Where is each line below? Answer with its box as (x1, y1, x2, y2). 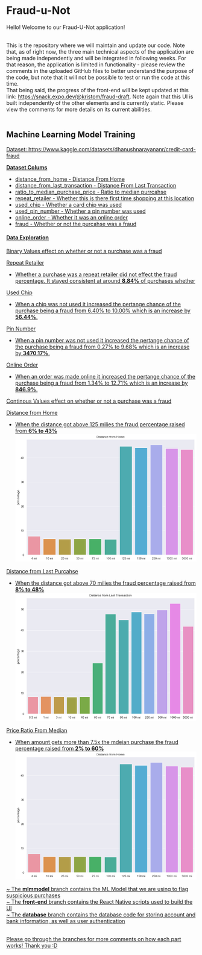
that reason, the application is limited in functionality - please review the (6, 61, 185, 68)
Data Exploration (6, 234, 49, 241)
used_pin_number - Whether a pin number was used (14, 207, 146, 215)
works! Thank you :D (6, 942, 58, 950)
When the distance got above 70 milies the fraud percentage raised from (14, 579, 196, 587)
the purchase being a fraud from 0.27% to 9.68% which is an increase (14, 343, 190, 350)
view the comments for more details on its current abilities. (6, 106, 152, 113)
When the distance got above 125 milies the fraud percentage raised (14, 420, 185, 428)
